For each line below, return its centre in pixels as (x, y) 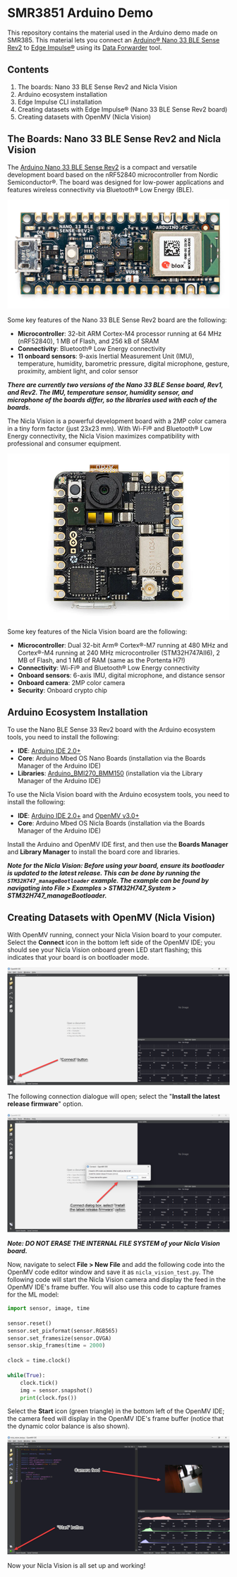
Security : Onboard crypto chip (62, 690)
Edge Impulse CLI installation (60, 102)
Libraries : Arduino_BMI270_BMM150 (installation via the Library (110, 773)
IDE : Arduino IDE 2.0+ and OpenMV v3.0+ (78, 815)
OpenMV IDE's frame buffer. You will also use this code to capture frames (114, 1287)
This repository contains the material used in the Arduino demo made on (113, 32)
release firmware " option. (45, 1104)
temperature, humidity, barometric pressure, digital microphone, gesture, (123, 364)
